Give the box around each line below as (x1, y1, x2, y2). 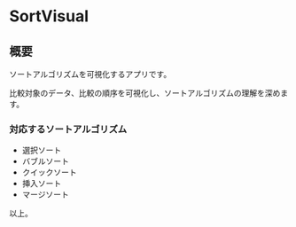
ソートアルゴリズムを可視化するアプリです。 (9, 69, 172, 79)
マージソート (21, 189, 69, 200)
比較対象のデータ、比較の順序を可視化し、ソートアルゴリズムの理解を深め (9, 88, 281, 98)
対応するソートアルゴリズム (9, 122, 128, 135)
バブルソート (21, 156, 69, 167)
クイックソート (21, 167, 77, 178)
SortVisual (9, 6, 90, 27)
